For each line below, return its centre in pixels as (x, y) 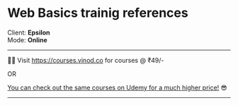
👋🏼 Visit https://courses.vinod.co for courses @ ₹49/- (86, 60)
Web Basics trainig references (98, 13)
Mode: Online (27, 39)
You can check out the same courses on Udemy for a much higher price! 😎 (118, 87)
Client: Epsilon (29, 32)
